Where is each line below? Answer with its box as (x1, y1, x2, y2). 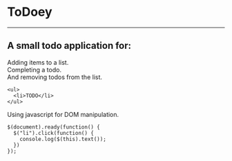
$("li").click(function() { (13, 129, 95, 136)
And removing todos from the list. (7, 73, 102, 81)
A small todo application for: (7, 40, 132, 52)
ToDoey (7, 4, 53, 20)
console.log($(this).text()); (19, 136, 107, 142)
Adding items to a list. (7, 58, 69, 66)
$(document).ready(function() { (7, 123, 100, 131)
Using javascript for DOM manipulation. (7, 110, 119, 118)
